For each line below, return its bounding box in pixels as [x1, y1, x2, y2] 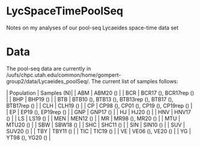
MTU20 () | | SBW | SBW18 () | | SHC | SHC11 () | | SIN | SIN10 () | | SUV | [6, 121, 185, 128]
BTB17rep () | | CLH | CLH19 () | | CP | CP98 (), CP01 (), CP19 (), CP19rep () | [6, 102, 193, 109]
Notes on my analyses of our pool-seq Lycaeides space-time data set [6, 24, 179, 31]
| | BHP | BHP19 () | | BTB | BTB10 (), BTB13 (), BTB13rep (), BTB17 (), [6, 95, 174, 103]
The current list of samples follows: [91, 77, 178, 85]
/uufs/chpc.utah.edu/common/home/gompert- [6, 71, 121, 79]
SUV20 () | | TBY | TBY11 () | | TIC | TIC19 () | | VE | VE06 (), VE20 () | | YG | [6, 127, 191, 134]
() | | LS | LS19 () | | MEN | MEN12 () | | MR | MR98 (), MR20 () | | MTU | [6, 115, 180, 122]
